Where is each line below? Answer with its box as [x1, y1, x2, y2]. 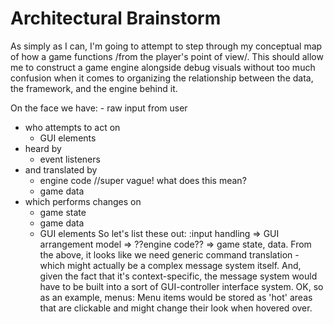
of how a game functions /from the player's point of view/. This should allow [10, 50, 324, 62]
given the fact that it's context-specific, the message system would [39, 270, 318, 282]
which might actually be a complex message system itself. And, [39, 259, 302, 271]
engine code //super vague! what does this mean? [39, 174, 247, 186]
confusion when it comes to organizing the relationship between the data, [10, 72, 314, 84]
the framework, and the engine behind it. [10, 82, 178, 94]
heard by [24, 142, 62, 154]
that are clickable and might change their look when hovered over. [39, 302, 313, 314]
